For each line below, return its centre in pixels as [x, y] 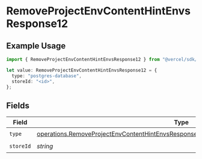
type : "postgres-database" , [47, 76]
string [45, 146]
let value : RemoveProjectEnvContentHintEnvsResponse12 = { [82, 70]
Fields [18, 106]
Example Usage [36, 46]
